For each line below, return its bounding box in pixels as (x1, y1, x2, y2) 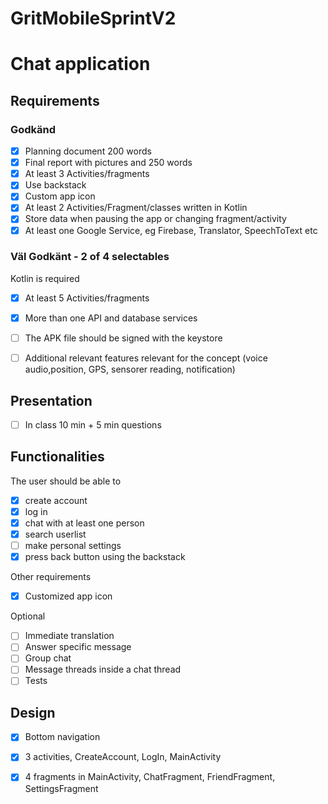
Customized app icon (24, 590, 113, 602)
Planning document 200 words (24, 145, 152, 157)
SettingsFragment (24, 782, 99, 794)
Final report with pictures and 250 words (24, 157, 193, 169)
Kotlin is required (10, 272, 80, 284)
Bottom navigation (24, 731, 101, 743)
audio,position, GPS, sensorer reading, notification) (24, 363, 236, 376)
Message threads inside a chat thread (24, 663, 182, 676)
